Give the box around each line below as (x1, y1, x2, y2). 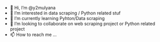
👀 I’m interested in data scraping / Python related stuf (10, 10, 121, 16)
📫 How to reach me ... (10, 31, 57, 37)
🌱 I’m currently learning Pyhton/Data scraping (10, 15, 105, 21)
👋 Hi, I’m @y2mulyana (10, 5, 56, 10)
